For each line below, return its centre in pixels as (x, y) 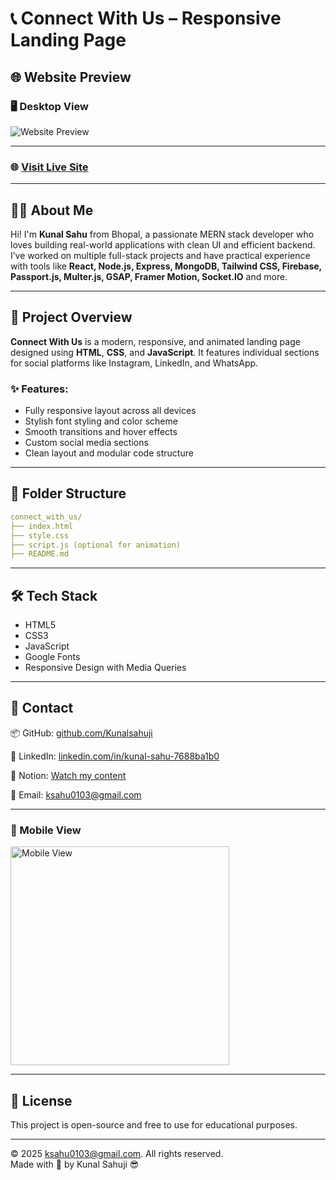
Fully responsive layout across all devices (110, 411)
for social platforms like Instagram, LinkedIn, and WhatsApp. (134, 363)
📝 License (41, 1100)
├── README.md (40, 554)
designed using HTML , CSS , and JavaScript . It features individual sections (165, 352)
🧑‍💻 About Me (52, 210)
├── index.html (42, 526)
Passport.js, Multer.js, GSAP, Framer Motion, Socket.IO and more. (149, 276)
